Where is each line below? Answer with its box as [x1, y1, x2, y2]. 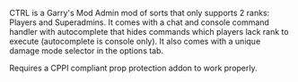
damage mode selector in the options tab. [9, 45, 164, 56]
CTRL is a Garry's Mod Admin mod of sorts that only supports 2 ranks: [9, 8, 270, 18]
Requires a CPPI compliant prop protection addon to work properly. [9, 62, 258, 73]
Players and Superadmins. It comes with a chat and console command [9, 17, 269, 28]
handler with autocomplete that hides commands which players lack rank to [9, 27, 289, 37]
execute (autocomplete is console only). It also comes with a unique [9, 36, 261, 46]
